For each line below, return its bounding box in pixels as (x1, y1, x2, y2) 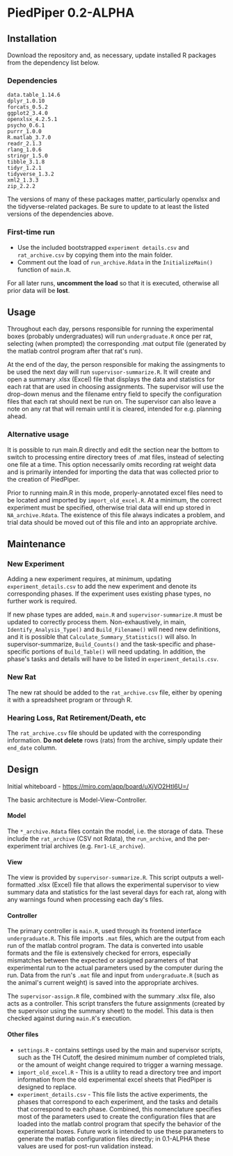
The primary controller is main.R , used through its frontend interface (7, 927, 202, 935)
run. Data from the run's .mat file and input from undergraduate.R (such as (7, 971, 219, 979)
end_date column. (7, 743, 57, 752)
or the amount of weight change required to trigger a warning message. (17, 1060, 223, 1069)
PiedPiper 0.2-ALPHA (7, 5, 135, 21)
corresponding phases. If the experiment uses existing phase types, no (7, 589, 211, 598)
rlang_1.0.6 (7, 146, 42, 154)
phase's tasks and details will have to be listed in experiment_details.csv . (7, 655, 219, 663)
